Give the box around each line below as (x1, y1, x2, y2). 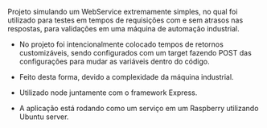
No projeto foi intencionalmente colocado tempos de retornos (18, 39, 224, 49)
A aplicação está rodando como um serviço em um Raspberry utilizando (18, 104, 259, 113)
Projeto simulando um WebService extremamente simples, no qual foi (7, 7, 238, 16)
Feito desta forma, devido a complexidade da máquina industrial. (18, 72, 234, 81)
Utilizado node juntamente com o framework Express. (18, 88, 198, 97)
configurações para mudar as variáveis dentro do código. (18, 56, 210, 66)
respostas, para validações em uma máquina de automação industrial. (7, 24, 240, 33)
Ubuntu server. (18, 112, 69, 122)
